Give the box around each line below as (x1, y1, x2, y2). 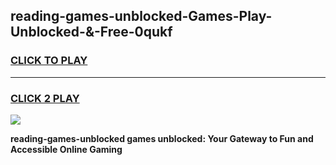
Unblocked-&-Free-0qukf (10, 24, 173, 41)
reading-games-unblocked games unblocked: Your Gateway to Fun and (10, 132, 314, 144)
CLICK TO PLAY (10, 54, 88, 68)
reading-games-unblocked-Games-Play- (10, 8, 273, 25)
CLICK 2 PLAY (10, 91, 80, 105)
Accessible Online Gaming (10, 143, 123, 155)
